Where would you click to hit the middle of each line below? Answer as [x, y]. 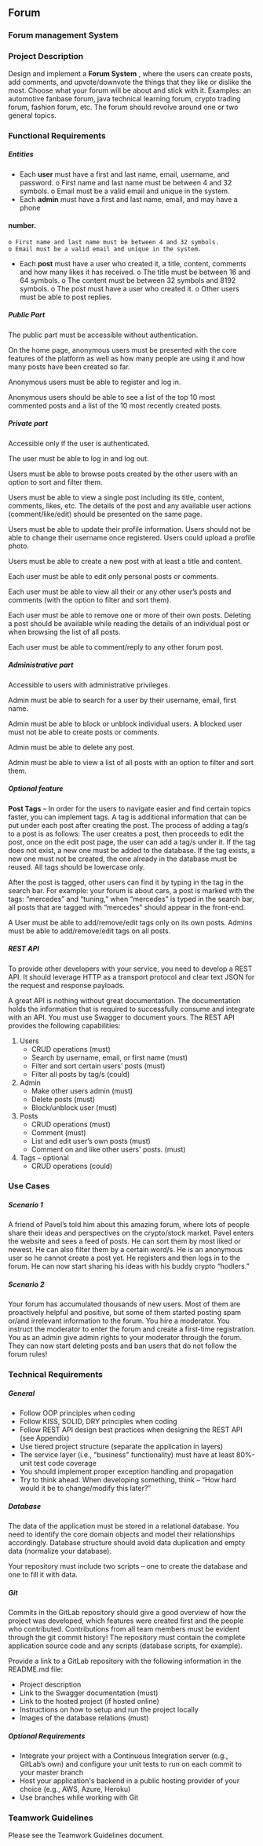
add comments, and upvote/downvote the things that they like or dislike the [130, 82]
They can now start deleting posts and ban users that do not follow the [122, 1346]
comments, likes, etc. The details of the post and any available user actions [130, 505]
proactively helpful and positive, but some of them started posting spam [125, 1313]
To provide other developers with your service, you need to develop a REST [130, 969]
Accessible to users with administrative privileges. [89, 685]
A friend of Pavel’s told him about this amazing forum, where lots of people [129, 1225]
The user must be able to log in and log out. [79, 458]
